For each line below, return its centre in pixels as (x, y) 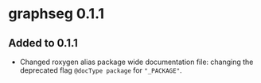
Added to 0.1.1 (43, 43)
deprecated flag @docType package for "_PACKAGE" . (101, 70)
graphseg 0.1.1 (56, 14)
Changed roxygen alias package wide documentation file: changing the (136, 62)
